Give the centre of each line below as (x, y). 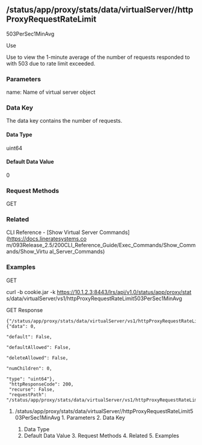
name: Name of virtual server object (51, 92)
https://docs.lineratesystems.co (47, 239)
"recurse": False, (32, 389)
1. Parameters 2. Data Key (93, 417)
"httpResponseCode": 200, (41, 384)
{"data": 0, (21, 326)
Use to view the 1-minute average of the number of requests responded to (98, 57)
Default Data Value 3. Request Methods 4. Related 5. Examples (101, 435)
